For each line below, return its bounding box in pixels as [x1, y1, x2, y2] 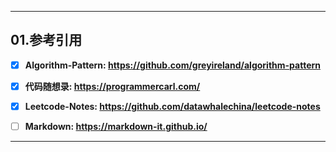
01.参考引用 [10, 32, 83, 49]
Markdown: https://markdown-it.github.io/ [24, 121, 208, 132]
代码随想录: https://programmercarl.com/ [24, 80, 201, 92]
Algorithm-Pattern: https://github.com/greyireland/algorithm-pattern [24, 59, 321, 71]
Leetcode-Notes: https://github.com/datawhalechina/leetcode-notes [24, 100, 321, 112]
